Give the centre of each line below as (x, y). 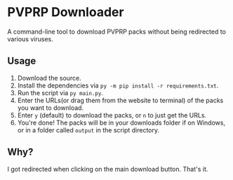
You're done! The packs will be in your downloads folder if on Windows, (121, 123)
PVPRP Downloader (66, 12)
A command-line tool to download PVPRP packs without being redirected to (117, 32)
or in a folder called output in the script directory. (88, 130)
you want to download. (51, 108)
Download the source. (49, 78)
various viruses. (31, 39)
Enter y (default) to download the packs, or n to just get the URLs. (112, 115)
